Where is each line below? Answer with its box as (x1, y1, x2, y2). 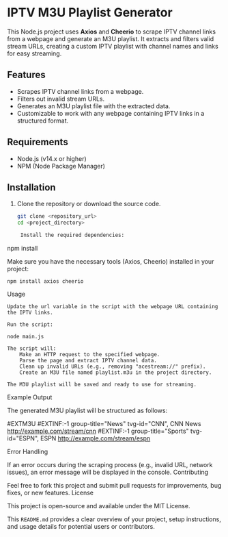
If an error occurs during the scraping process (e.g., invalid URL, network (7, 461, 213, 469)
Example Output (7, 393, 53, 401)
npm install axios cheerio (7, 278, 84, 285)
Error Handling (7, 447, 48, 455)
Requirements (7, 136, 68, 148)
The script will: (7, 345, 57, 352)
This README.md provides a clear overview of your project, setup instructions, (7, 515, 222, 523)
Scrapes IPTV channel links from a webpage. (16, 87, 144, 95)
